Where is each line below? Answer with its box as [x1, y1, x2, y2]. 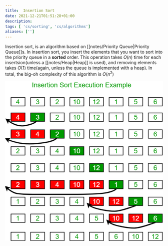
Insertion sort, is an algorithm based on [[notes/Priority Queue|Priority [5, 44, 149, 50]
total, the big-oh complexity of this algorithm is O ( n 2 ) [5, 70, 114, 77]
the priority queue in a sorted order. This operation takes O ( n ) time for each [5, 54, 161, 60]
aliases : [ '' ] [5, 29, 35, 35]
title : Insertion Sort [5, 8, 55, 13]
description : [5, 19, 32, 24]
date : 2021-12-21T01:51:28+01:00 [5, 13, 75, 19]
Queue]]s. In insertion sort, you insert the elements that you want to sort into [5, 49, 163, 55]
